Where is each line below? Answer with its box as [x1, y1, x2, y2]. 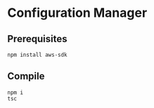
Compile [7, 70, 45, 82]
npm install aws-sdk [7, 51, 68, 58]
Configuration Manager [7, 5, 148, 21]
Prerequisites [7, 33, 68, 45]
